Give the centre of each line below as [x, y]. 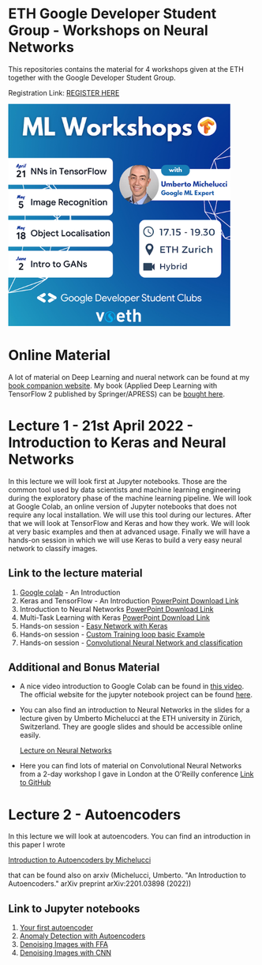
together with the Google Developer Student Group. [92, 77]
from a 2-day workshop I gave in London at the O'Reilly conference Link [137, 774]
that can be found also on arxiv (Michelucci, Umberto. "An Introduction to [127, 875]
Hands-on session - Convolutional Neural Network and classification [131, 642]
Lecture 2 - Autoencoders [95, 815]
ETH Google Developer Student [112, 14]
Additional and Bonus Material [84, 668]
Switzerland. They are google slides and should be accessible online [131, 727]
